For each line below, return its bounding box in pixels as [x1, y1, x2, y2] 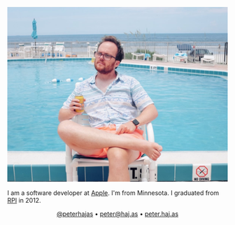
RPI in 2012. [7, 196, 41, 204]
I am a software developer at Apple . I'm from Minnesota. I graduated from [7, 189, 220, 197]
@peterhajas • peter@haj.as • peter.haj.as [56, 210, 179, 218]
